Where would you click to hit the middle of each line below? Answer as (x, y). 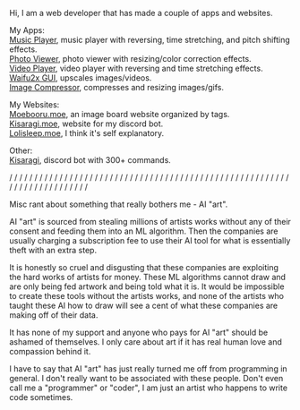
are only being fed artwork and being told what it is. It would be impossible (147, 286)
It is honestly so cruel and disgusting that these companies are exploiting (144, 267)
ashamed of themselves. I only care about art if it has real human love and (146, 342)
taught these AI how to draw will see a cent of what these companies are (144, 305)
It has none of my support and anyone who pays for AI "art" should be (139, 332)
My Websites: (34, 105)
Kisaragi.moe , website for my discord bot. (86, 124)
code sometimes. (41, 397)
